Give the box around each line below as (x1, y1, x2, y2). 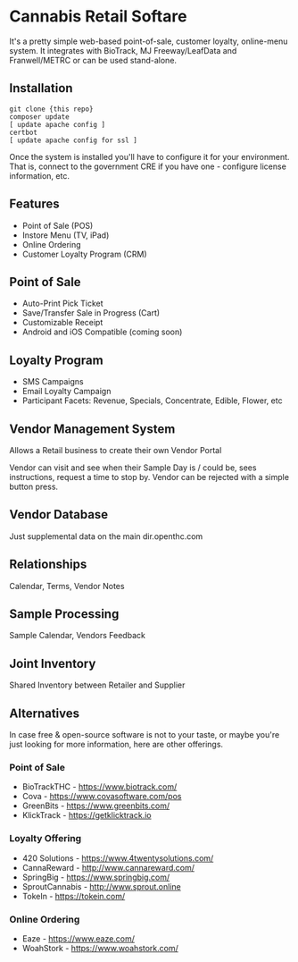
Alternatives (9, 705, 80, 721)
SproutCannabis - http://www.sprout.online (21, 881, 181, 891)
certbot (9, 128, 38, 137)
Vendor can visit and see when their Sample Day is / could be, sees (9, 462, 257, 473)
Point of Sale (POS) (21, 220, 94, 231)
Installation (9, 80, 73, 96)
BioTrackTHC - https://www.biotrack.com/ (21, 781, 178, 792)
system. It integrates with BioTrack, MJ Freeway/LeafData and (9, 45, 237, 55)
